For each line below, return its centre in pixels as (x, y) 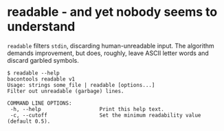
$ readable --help (33, 73)
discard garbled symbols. (43, 60)
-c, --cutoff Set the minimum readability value (105, 115)
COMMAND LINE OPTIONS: (40, 103)
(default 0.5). (29, 121)
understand (41, 27)
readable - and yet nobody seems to (112, 12)
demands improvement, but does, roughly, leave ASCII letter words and (108, 53)
